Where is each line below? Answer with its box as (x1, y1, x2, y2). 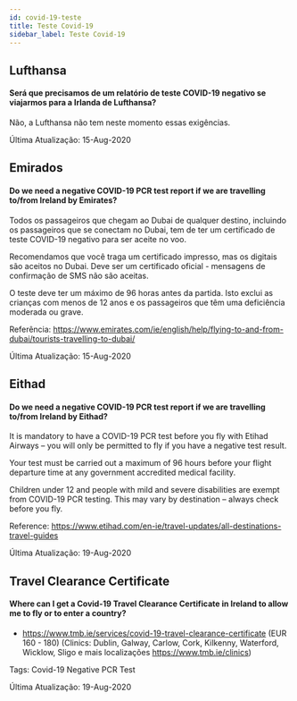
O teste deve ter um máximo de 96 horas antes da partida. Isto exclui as (9, 287, 274, 298)
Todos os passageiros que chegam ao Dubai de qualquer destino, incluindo (9, 215, 287, 225)
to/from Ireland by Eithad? (9, 410, 109, 421)
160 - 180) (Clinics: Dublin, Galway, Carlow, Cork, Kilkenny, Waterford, (21, 637, 279, 648)
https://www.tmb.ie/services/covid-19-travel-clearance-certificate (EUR (21, 628, 287, 638)
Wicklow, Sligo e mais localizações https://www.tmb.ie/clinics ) (21, 646, 252, 657)
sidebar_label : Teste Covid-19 (9, 30, 126, 38)
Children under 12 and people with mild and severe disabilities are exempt (9, 485, 280, 495)
